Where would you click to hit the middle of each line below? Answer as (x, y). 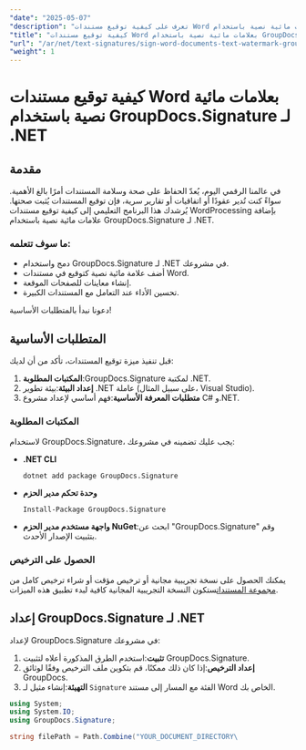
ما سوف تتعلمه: (40, 244)
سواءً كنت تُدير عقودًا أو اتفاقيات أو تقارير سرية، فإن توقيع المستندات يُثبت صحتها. (146, 200)
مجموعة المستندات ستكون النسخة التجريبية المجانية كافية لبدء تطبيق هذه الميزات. (144, 590)
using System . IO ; (42, 712)
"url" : (22, 43)
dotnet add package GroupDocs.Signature (100, 476)
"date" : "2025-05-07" (51, 18)
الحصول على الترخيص (52, 560)
